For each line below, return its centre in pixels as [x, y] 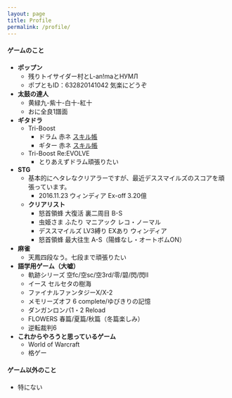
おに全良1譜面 [48, 111]
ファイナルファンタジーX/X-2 [70, 292]
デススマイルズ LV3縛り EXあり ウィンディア [103, 230]
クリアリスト [46, 204]
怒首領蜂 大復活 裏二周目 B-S [80, 213]
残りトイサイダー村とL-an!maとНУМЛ [83, 76]
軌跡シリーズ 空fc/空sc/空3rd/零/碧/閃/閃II [88, 275]
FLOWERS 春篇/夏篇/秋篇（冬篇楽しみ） [86, 318]
